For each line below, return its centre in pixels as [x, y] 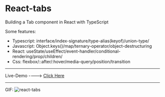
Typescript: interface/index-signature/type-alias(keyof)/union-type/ [81, 41]
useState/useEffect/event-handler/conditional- [73, 51]
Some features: [21, 31]
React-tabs [28, 9]
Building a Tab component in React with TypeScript [57, 22]
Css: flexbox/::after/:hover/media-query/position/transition [71, 61]
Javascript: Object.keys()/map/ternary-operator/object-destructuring [82, 46]
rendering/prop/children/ [37, 56]
